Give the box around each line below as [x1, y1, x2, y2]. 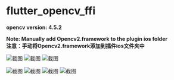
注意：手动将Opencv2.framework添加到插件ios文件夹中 [6, 42, 145, 49]
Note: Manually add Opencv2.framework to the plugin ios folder [6, 35, 168, 42]
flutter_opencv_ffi [6, 4, 96, 18]
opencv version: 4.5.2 [6, 24, 62, 31]
